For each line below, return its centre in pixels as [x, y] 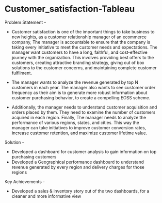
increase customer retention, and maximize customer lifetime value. [79, 133]
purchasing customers [34, 156]
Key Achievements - [25, 181]
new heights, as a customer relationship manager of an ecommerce [79, 37]
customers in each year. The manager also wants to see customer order [83, 87]
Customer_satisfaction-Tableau [70, 9]
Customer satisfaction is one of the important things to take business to [83, 31]
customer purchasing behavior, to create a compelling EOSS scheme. [81, 97]
